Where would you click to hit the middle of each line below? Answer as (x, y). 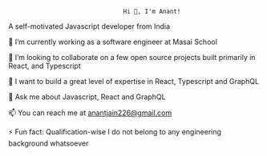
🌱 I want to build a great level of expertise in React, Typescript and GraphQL (133, 81)
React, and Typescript (45, 66)
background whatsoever (49, 143)
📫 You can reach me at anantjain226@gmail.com (90, 113)
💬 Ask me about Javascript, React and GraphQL (87, 97)
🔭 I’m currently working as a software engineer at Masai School (113, 42)
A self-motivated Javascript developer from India (89, 26)
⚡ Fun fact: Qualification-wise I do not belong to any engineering (115, 132)
